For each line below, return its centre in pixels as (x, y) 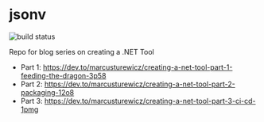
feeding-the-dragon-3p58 (63, 75)
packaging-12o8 (47, 92)
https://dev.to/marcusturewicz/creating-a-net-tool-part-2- (140, 84)
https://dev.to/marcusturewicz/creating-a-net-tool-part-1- (138, 67)
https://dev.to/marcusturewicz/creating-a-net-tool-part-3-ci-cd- (150, 101)
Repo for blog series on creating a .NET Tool (82, 51)
